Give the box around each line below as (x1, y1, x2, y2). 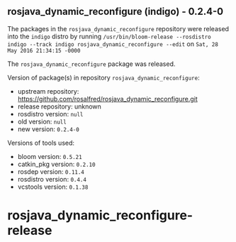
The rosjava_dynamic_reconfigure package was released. (7, 60, 176, 68)
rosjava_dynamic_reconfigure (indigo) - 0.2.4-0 (7, 6, 224, 18)
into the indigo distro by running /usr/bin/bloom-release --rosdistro (7, 32, 211, 40)
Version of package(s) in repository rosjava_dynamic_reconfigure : (7, 73, 200, 82)
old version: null (17, 117, 67, 126)
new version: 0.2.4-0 (17, 124, 79, 133)
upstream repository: (17, 87, 79, 95)
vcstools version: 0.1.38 (17, 182, 89, 191)
